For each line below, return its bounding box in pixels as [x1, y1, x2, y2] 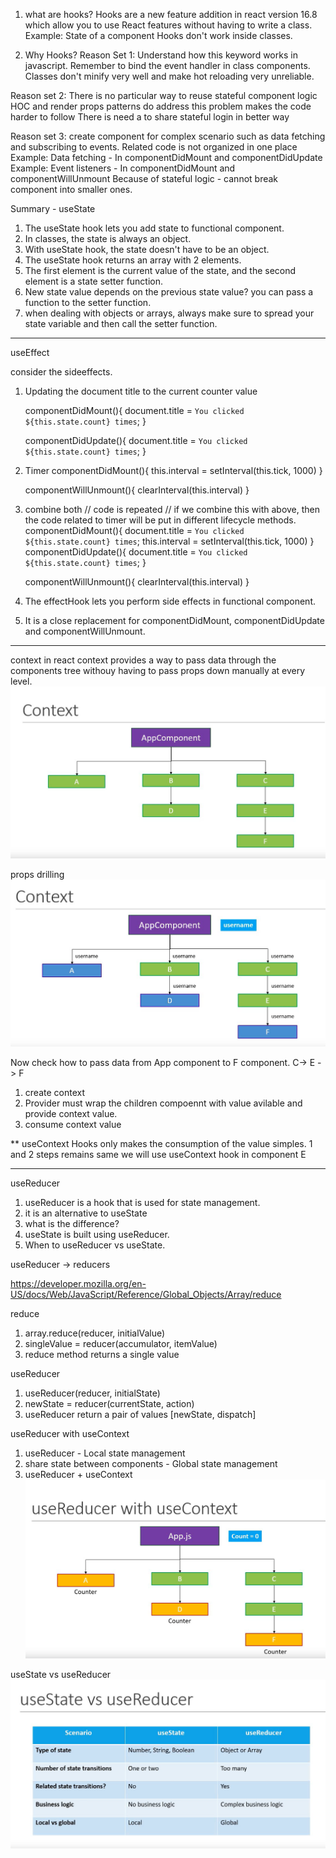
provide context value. [24, 1108, 118, 1120]
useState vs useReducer [10, 1668, 112, 1680]
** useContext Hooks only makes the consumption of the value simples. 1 [10, 1138, 313, 1150]
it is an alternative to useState [24, 1207, 148, 1219]
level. [10, 675, 33, 687]
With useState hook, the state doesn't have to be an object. [24, 244, 270, 255]
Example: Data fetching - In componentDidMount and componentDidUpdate [10, 152, 323, 163]
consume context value [24, 1119, 122, 1131]
